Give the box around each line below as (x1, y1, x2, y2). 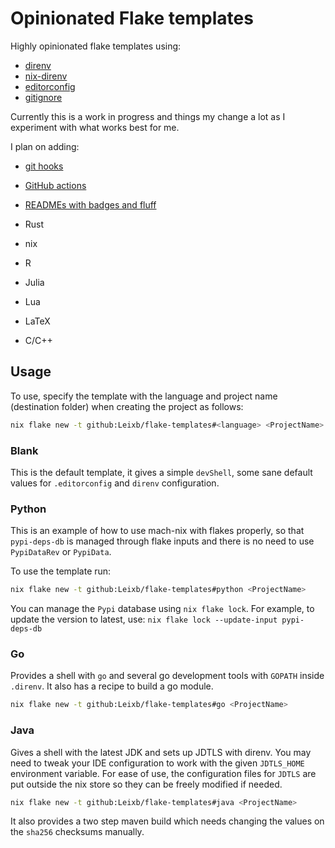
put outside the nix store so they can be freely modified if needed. (10, 778, 283, 790)
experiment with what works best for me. (10, 121, 180, 133)
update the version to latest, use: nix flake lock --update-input (10, 613, 278, 626)
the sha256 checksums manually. (10, 826, 145, 838)
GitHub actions (24, 179, 87, 191)
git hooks (24, 160, 64, 172)
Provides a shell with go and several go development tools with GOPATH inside (10, 670, 325, 682)
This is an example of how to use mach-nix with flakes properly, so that (10, 525, 305, 537)
